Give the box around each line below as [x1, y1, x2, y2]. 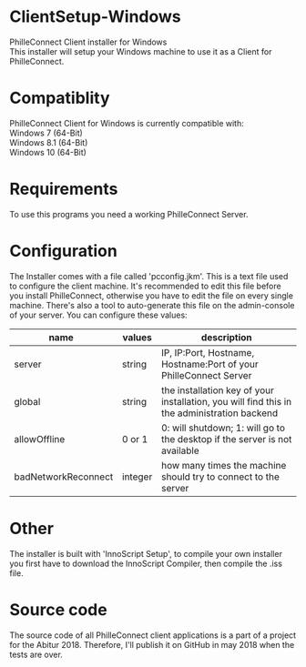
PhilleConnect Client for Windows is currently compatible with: [9, 117, 244, 128]
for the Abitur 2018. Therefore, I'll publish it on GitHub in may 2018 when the [9, 639, 295, 650]
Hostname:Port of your [160, 358, 260, 370]
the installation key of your [160, 384, 275, 397]
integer [121, 470, 153, 483]
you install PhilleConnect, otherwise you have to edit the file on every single [9, 289, 294, 301]
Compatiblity [9, 88, 111, 108]
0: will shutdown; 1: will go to [160, 421, 285, 434]
